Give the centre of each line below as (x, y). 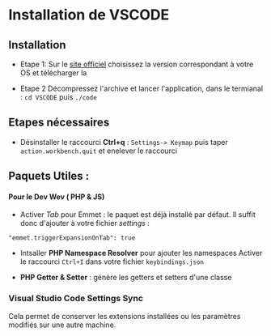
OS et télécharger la (53, 73)
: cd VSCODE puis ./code (58, 97)
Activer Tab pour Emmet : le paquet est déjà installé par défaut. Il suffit (138, 215)
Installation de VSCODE (89, 15)
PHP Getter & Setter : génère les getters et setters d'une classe (126, 278)
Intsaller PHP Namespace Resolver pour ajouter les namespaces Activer (141, 253)
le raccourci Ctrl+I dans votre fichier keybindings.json (112, 262)
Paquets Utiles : (49, 176)
